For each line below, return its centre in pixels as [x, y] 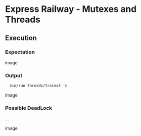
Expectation [20, 52]
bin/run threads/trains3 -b [39, 86]
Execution [21, 38]
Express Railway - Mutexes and [71, 9]
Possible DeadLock [29, 108]
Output [14, 75]
